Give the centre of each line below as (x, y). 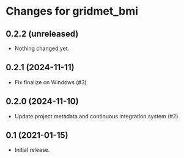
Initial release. (32, 150)
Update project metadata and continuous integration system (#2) (96, 116)
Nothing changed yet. (42, 48)
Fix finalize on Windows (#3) (50, 82)
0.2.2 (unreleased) (42, 34)
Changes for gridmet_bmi (72, 11)
